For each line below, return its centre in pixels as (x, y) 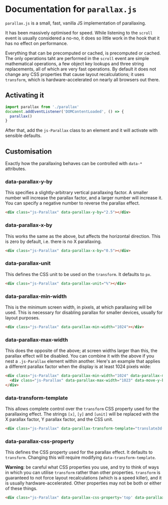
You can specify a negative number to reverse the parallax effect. (72, 203)
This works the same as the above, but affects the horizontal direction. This (83, 236)
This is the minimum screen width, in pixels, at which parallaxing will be (79, 307)
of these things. (21, 488)
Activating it (24, 95)
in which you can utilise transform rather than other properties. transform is (83, 472)
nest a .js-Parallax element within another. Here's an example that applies (83, 361)
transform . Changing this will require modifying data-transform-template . (81, 457)
